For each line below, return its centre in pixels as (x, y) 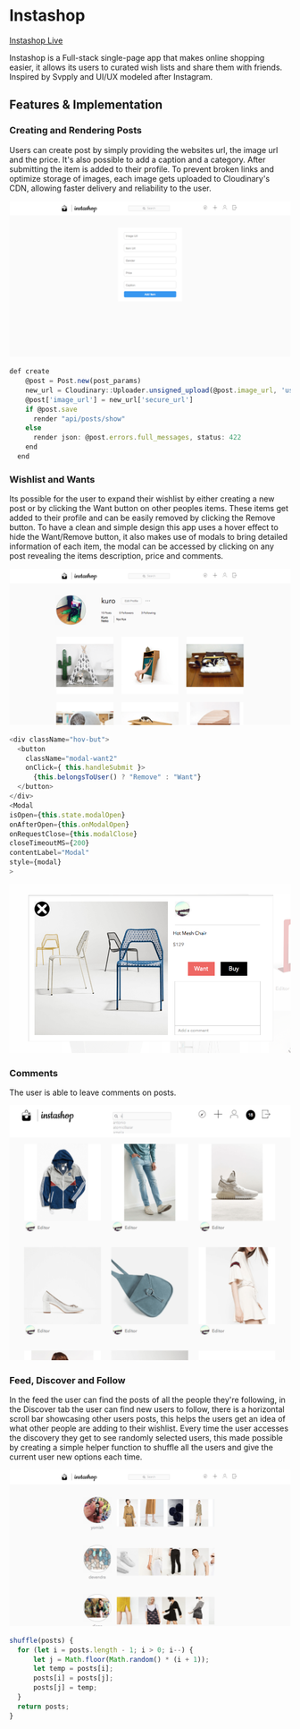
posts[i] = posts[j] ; (73, 1678)
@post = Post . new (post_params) (83, 381)
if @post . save (51, 409)
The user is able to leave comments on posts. (93, 1092)
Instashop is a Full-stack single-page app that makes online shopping (137, 57)
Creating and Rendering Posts (76, 131)
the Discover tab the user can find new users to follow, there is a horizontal (147, 1409)
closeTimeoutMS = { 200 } (50, 843)
